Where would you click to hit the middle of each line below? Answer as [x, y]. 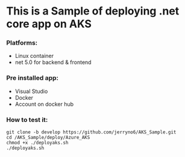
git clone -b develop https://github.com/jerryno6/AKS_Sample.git [91, 132]
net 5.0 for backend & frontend [53, 62]
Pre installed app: [33, 78]
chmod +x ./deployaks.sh [37, 143]
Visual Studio [31, 91]
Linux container [34, 56]
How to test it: [27, 120]
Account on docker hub [44, 104]
